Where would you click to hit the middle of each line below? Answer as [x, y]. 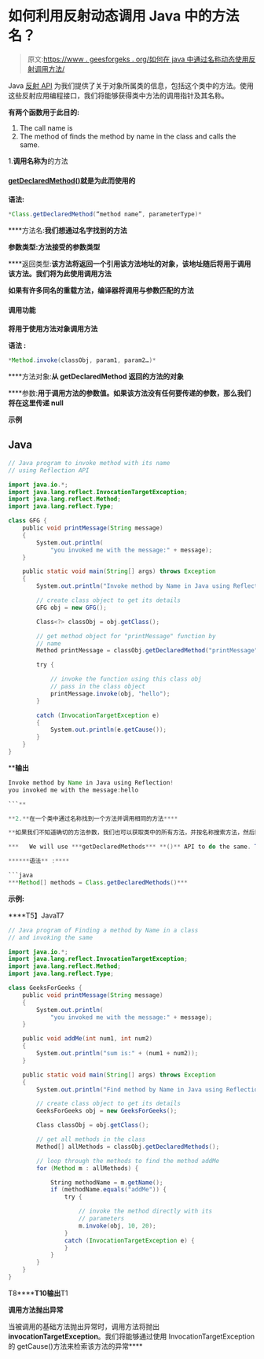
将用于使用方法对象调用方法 [53, 329]
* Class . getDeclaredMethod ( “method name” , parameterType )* [105, 214]
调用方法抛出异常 [36, 1309]
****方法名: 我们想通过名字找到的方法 [68, 231]
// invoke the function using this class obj [126, 679]
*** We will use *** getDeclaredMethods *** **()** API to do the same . [130, 847]
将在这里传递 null [36, 403]
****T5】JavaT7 [36, 915]
